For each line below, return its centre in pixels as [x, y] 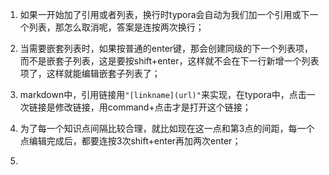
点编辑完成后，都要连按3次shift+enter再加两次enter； [130, 141]
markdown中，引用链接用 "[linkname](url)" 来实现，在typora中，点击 [163, 94]
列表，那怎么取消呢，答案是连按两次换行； [116, 27]
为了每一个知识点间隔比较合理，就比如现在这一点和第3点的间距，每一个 [167, 128]
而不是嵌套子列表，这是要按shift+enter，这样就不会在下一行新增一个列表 [169, 61]
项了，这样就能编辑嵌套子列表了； [90, 73]
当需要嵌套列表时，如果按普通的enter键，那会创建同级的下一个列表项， [166, 48]
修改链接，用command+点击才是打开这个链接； [153, 107]
